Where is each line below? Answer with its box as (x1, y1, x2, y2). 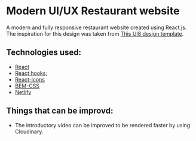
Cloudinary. (14, 128, 44, 135)
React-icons (14, 76, 45, 83)
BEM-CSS (14, 82, 40, 89)
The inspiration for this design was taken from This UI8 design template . (6, 30, 184, 37)
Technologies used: (6, 48, 82, 58)
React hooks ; (14, 70, 48, 77)
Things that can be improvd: (6, 106, 114, 116)
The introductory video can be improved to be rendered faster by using (14, 121, 191, 129)
